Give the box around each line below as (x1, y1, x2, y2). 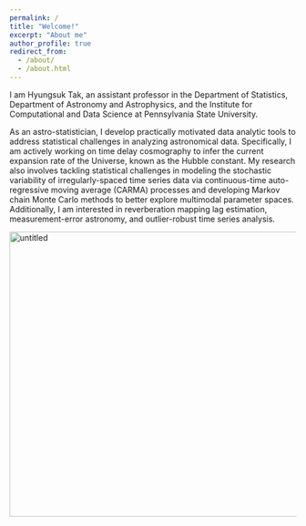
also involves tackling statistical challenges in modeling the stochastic (9, 165, 271, 176)
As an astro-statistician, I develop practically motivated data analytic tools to (9, 126, 296, 137)
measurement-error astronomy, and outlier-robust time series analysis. (9, 213, 276, 224)
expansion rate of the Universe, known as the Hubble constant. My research (9, 155, 296, 166)
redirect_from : (9, 47, 67, 57)
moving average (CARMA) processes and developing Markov (50, 184, 280, 195)
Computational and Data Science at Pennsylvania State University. (9, 108, 258, 119)
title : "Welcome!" (9, 22, 79, 31)
